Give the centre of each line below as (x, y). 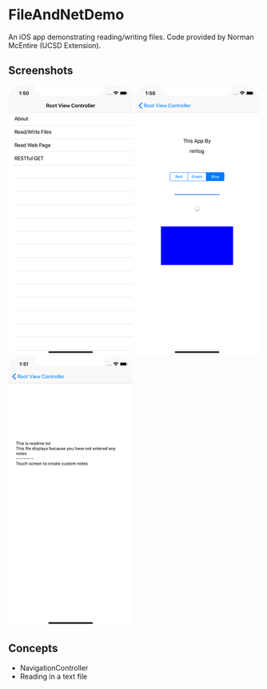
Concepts (33, 649)
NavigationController (54, 667)
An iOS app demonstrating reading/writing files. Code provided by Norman (131, 37)
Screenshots (41, 71)
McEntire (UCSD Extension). (55, 45)
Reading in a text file (54, 676)
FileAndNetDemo (66, 15)
